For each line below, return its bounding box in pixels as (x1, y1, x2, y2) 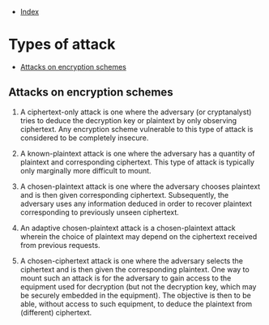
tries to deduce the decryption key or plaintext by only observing (19, 115, 237, 125)
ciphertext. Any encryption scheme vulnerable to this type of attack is (19, 124, 254, 134)
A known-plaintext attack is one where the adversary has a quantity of (19, 148, 255, 158)
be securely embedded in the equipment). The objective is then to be (19, 290, 251, 300)
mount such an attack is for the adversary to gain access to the (19, 273, 232, 283)
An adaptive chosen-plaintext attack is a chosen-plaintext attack (19, 223, 237, 233)
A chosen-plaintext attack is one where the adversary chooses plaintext (19, 182, 261, 191)
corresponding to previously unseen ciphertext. (19, 207, 180, 217)
